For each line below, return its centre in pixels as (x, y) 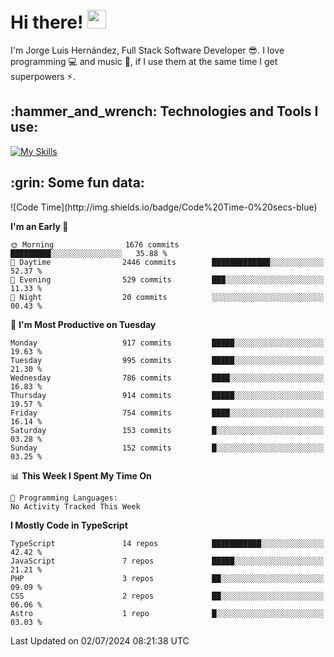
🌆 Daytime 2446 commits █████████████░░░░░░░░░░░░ (167, 262)
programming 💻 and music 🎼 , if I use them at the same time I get (144, 61)
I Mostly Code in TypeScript (69, 525)
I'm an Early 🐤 (39, 226)
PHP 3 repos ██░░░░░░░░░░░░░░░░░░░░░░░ (167, 578)
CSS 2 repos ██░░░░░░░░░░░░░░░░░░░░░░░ (167, 596)
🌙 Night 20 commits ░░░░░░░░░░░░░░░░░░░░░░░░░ (167, 297)
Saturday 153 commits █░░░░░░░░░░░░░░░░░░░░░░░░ (167, 430)
